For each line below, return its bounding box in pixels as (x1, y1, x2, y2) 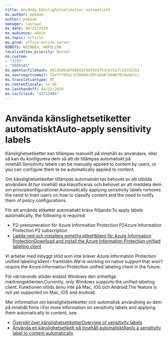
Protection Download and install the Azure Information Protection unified (12, 238, 161, 244)
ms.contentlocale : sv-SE (5, 82, 57, 87)
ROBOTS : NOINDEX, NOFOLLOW (5, 45, 61, 50)
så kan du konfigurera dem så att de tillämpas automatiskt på (5, 156, 131, 162)
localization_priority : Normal (5, 49, 70, 54)
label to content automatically (12, 330, 73, 336)
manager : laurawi (5, 21, 41, 27)
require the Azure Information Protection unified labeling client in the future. (5, 264, 161, 270)
